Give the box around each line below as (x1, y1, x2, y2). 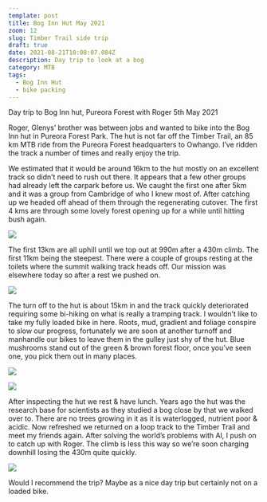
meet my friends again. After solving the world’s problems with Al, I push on (8, 431, 257, 441)
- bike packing (15, 85, 66, 94)
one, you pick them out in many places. (8, 351, 138, 361)
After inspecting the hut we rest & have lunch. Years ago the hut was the (8, 397, 245, 406)
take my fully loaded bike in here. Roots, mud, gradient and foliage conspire (8, 318, 257, 327)
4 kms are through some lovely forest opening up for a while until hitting (8, 206, 245, 216)
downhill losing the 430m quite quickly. (8, 448, 137, 457)
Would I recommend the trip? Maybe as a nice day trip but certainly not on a (8, 478, 258, 488)
